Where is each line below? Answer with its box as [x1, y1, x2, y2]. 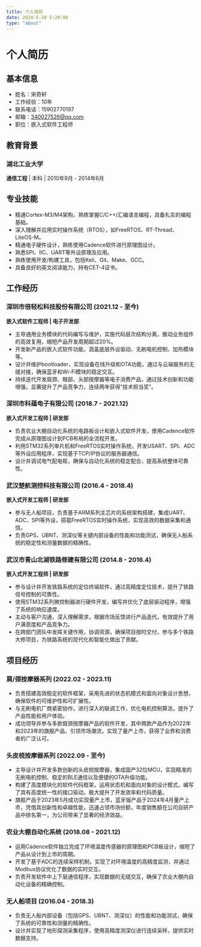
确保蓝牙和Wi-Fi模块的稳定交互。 [35, 368, 118, 375]
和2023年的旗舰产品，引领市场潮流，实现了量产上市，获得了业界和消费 [14, 727, 191, 735]
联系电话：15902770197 [14, 106, 74, 113]
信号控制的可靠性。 [14, 591, 63, 598]
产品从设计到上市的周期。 [14, 850, 79, 857]
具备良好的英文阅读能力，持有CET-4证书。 [14, 263, 121, 271]
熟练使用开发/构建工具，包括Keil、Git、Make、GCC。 [14, 256, 148, 263]
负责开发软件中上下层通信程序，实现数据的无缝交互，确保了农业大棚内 [14, 873, 189, 880]
